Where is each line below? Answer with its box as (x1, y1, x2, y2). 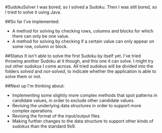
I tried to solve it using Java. (5, 9, 62, 15)
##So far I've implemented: (5, 19, 60, 24)
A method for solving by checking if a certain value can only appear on (12, 38, 155, 44)
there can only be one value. (12, 33, 70, 39)
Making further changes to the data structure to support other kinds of (12, 118, 154, 124)
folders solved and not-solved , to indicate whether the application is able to (5, 68, 157, 74)
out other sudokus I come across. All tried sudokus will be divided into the (5, 63, 153, 69)
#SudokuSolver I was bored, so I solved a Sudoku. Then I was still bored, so (5, 4, 157, 10)
